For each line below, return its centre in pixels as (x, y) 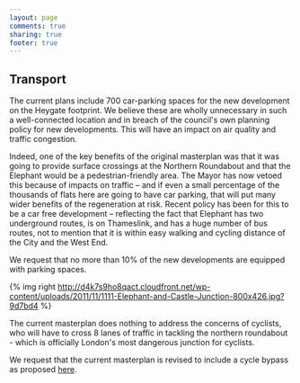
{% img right (33, 287)
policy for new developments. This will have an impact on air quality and (143, 129)
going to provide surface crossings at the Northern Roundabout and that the (150, 166)
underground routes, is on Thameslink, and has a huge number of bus (138, 223)
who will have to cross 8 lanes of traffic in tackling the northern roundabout (149, 333)
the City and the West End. (59, 243)
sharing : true (36, 34)
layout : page (34, 18)
